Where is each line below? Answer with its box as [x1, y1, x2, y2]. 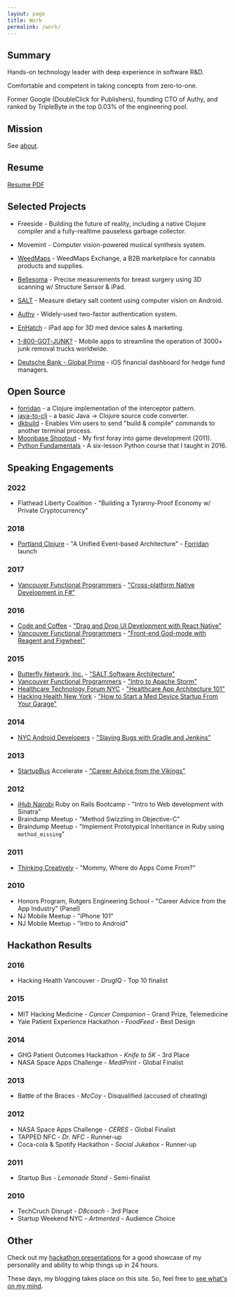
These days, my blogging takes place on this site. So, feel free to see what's [7, 1275, 228, 1283]
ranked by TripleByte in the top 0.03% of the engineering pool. [7, 102, 188, 111]
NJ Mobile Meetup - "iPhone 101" [17, 911, 114, 920]
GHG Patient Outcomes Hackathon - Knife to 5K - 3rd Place [17, 1051, 190, 1059]
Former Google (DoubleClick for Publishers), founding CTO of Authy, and [7, 95, 218, 104]
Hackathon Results [7, 939, 93, 951]
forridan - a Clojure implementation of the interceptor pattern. [17, 404, 196, 412]
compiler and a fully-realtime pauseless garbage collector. [17, 227, 187, 235]
